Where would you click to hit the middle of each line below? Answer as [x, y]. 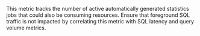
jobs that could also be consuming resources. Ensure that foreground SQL [98, 15]
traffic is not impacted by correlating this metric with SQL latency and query [100, 21]
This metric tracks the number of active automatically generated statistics [98, 9]
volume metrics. [26, 28]
